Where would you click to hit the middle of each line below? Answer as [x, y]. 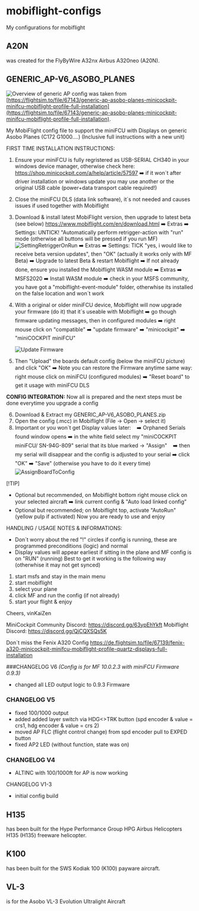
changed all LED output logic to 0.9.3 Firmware [72, 684]
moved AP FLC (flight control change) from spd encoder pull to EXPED [101, 732]
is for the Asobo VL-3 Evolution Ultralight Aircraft [66, 901]
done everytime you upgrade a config [52, 403]
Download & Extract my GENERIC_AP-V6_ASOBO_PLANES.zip [90, 414]
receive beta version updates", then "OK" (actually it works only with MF [103, 253]
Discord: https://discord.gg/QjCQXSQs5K [56, 631]
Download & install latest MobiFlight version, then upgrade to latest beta [103, 217]
